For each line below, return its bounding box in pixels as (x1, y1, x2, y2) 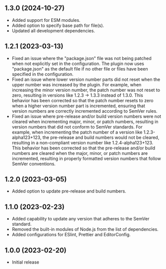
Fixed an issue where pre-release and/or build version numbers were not (11, 113, 162, 119)
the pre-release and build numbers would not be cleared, (42, 134, 160, 140)
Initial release (11, 259, 39, 265)
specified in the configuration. (11, 71, 74, 77)
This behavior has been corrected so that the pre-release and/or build (11, 145, 156, 151)
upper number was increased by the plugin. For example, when (11, 81, 142, 87)
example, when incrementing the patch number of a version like (11, 129, 143, 135)
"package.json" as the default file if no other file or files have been (11, 66, 148, 71)
